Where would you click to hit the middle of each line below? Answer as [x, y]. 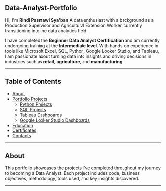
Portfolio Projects [30, 99]
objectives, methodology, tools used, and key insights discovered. [72, 179]
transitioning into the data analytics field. [46, 31]
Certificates [24, 130]
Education [22, 125]
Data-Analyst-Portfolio [41, 8]
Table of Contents [33, 82]
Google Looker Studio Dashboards [55, 120]
